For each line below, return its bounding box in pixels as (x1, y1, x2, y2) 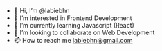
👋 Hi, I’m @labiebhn (13, 7, 71, 14)
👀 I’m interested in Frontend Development (13, 14, 133, 22)
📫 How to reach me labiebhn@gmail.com (13, 37, 133, 44)
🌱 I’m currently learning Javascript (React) (13, 21, 135, 29)
